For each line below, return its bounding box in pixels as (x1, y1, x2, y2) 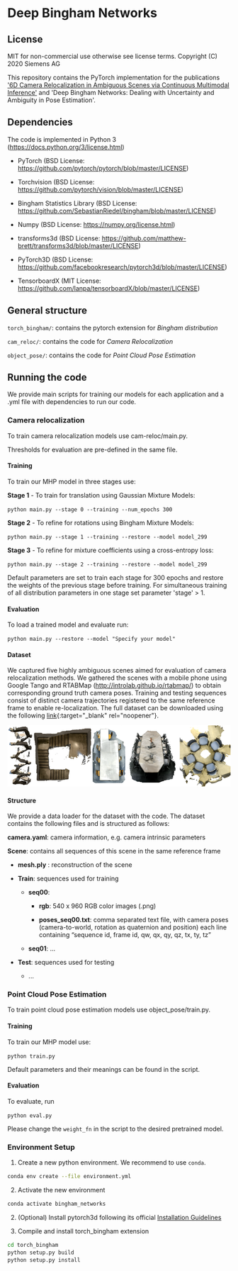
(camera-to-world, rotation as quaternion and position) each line (38, 923, 227, 931)
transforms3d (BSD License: (17, 234, 101, 242)
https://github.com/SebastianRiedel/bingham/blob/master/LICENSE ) (17, 206, 217, 215)
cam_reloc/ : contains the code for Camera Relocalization (7, 337, 174, 345)
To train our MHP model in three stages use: (7, 477, 136, 486)
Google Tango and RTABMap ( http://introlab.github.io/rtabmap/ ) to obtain (7, 681, 222, 690)
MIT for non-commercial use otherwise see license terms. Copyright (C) (7, 52, 218, 60)
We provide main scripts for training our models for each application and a (7, 390, 225, 398)
